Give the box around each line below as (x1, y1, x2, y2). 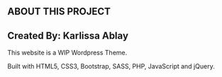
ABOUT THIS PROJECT (7, 6, 111, 18)
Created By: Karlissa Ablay (7, 30, 129, 42)
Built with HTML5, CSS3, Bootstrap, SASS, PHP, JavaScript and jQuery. (7, 62, 215, 71)
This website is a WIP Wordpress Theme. (7, 49, 128, 57)
